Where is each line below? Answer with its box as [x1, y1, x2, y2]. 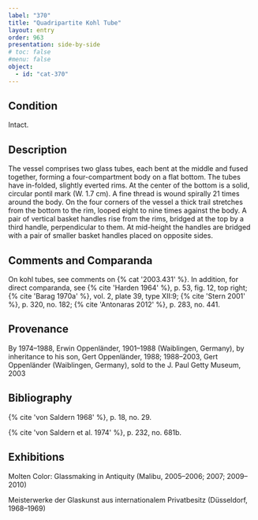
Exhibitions [8, 451, 65, 464]
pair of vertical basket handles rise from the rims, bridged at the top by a [8, 214, 245, 224]
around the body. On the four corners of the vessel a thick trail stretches [8, 198, 243, 207]
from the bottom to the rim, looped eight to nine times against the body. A [8, 206, 247, 215]
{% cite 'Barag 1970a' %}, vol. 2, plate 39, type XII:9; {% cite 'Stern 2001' [8, 292, 246, 301]
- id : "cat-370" [15, 70, 69, 78]
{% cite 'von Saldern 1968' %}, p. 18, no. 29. [8, 412, 152, 422]
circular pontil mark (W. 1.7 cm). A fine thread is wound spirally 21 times [8, 189, 240, 199]
